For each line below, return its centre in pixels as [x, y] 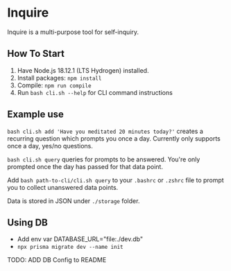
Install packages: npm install [59, 78]
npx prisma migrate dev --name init [70, 247]
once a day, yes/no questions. [50, 146]
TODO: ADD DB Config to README [57, 260]
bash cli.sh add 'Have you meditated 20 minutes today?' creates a [105, 131]
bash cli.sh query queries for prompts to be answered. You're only [104, 159]
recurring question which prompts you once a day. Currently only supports [114, 138]
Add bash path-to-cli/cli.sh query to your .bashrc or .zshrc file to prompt [115, 180]
